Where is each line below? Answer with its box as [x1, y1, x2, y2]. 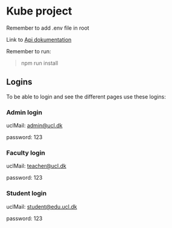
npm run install [21, 59, 59, 67]
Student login [6, 189, 47, 198]
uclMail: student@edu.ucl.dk [6, 203, 77, 210]
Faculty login [6, 148, 45, 157]
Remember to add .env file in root [6, 24, 89, 31]
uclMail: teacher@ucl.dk [6, 162, 66, 170]
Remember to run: [6, 47, 51, 55]
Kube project [6, 4, 72, 18]
